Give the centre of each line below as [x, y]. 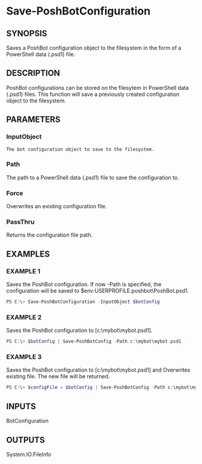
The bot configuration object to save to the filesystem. [80, 149]
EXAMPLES [28, 254]
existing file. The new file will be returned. [58, 377]
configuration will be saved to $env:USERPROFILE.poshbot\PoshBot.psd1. [98, 291]
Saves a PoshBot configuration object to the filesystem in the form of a [94, 48]
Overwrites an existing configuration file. [57, 206]
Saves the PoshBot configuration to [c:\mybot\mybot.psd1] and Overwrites [98, 370]
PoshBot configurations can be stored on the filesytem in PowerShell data [98, 87]
